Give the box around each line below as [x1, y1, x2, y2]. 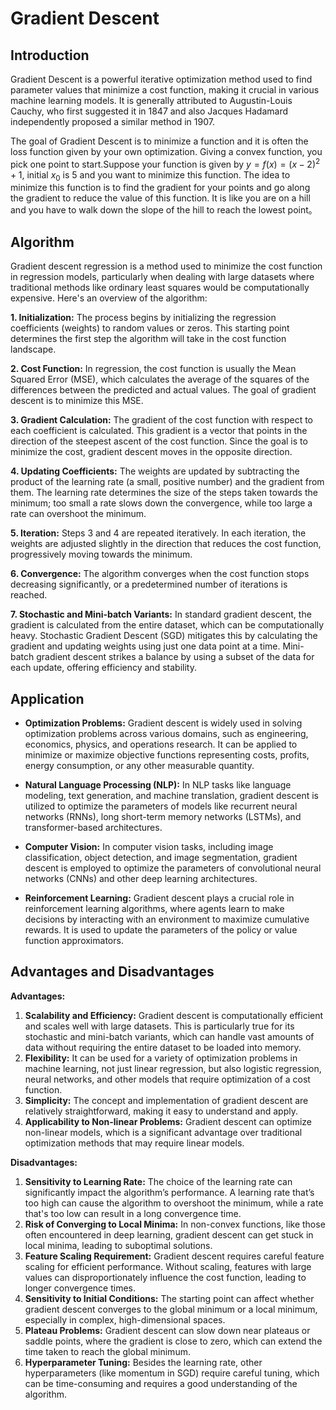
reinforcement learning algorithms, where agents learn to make [24, 903, 285, 915]
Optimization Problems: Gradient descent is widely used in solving [24, 717, 303, 729]
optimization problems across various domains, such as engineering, [24, 728, 309, 740]
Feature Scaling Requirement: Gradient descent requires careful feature [24, 1250, 325, 1262]
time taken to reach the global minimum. [24, 1345, 191, 1357]
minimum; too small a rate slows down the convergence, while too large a [10, 497, 313, 509]
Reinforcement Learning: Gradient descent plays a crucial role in [24, 892, 295, 904]
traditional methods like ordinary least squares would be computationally [10, 282, 310, 294]
